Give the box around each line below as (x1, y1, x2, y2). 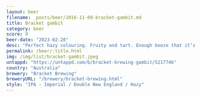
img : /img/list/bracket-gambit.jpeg (6, 54, 98, 60)
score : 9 (6, 31, 28, 37)
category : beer (6, 25, 45, 32)
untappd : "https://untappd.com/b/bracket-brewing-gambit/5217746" (6, 59, 177, 65)
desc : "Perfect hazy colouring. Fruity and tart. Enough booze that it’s (6, 43, 196, 49)
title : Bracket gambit (6, 20, 63, 26)
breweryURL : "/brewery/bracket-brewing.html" (6, 76, 123, 82)
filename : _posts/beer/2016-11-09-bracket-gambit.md (6, 14, 142, 20)
